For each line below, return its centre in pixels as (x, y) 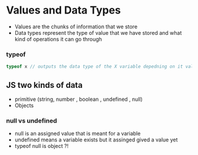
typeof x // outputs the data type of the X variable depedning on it (95, 67)
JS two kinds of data (44, 85)
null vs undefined (32, 120)
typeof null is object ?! (42, 146)
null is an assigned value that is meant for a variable (77, 134)
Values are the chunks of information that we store (76, 27)
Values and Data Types (64, 10)
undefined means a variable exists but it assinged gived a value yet (96, 140)
